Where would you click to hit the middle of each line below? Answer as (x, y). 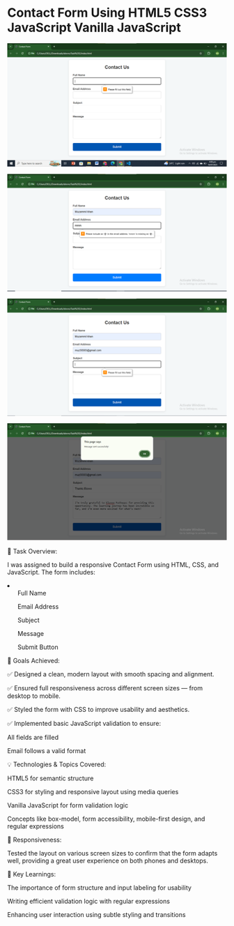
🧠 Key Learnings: (32, 874)
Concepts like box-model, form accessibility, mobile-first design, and (106, 819)
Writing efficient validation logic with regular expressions (89, 902)
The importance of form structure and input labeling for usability (99, 888)
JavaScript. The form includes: (51, 572)
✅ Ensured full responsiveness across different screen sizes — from (105, 688)
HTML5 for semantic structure (50, 778)
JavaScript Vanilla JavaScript (94, 28)
